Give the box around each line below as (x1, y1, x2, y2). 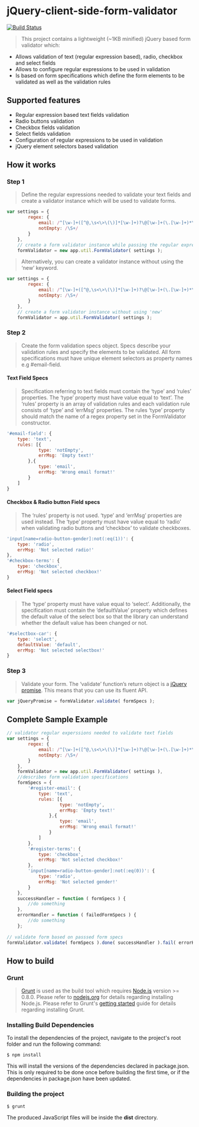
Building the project (6, 1090, 64, 1098)
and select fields (15, 59, 56, 66)
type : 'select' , (17, 636, 58, 642)
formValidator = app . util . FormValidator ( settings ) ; (17, 314, 152, 321)
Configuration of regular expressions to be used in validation (15, 136, 163, 143)
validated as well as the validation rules (15, 78, 111, 85)
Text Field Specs (6, 375, 48, 382)
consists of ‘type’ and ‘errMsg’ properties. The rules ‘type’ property (21, 406, 185, 413)
